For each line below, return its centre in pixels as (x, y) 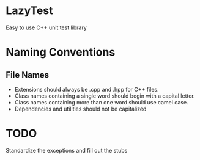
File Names (28, 75)
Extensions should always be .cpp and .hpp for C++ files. (87, 89)
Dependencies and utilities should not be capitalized (80, 109)
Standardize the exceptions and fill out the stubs (67, 150)
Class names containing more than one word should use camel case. (101, 102)
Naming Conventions (61, 52)
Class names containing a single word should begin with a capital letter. (105, 96)
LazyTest (29, 11)
